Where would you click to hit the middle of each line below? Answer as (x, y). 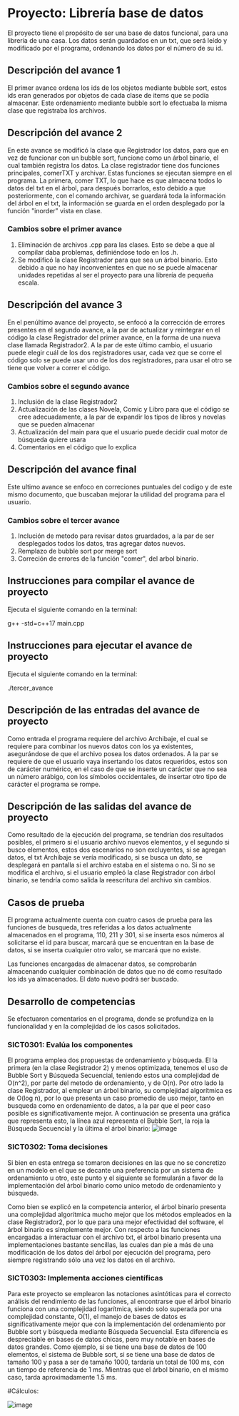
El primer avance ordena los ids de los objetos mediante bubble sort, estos (117, 88)
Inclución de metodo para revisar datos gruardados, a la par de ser (116, 536)
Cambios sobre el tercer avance (63, 520)
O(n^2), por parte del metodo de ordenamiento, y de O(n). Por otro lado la (116, 1083)
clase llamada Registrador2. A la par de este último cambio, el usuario (110, 345)
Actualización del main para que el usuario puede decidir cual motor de (123, 432)
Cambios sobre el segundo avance (68, 386)
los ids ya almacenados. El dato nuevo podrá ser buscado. (93, 979)
